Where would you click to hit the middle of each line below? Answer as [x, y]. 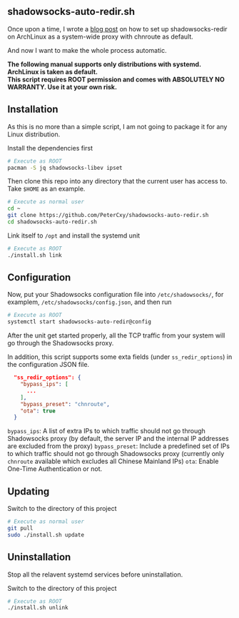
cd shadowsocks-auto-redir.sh [52, 222]
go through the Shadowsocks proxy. [61, 343]
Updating [29, 491]
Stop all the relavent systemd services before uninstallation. [95, 574]
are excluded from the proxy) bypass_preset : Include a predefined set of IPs [119, 446]
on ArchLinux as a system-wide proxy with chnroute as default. [101, 36]
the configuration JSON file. [49, 365]
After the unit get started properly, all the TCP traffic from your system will [116, 335]
